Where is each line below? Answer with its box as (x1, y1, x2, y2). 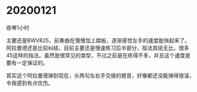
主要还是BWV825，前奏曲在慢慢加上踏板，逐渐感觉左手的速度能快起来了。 (6, 36, 190, 44)
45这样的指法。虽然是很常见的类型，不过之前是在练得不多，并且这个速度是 (6, 51, 191, 59)
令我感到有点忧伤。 (6, 79, 54, 87)
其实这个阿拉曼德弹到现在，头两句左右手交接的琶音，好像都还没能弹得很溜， (6, 72, 195, 79)
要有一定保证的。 (6, 59, 48, 66)
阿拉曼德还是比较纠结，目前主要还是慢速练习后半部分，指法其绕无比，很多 (6, 44, 189, 51)
